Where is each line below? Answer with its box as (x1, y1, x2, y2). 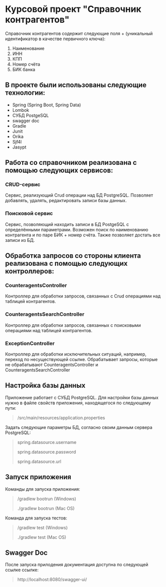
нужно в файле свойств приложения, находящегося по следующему (5, 400, 151, 406)
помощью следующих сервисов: (5, 166, 113, 175)
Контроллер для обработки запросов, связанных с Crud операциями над (5, 293, 161, 299)
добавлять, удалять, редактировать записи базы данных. (5, 198, 127, 204)
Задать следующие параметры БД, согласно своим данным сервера (5, 424, 153, 430)
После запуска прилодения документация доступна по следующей (5, 562, 149, 568)
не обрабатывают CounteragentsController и (5, 362, 98, 368)
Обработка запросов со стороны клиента (5, 252, 141, 260)
